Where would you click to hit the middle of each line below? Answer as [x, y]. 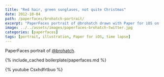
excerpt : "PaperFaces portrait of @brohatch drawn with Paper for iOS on [82, 23]
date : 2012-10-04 [23, 14]
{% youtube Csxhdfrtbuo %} [34, 69]
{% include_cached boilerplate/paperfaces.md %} [56, 60]
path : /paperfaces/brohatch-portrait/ [45, 19]
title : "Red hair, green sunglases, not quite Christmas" [66, 10]
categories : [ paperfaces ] [31, 32]
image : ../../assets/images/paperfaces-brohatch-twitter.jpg [69, 28]
